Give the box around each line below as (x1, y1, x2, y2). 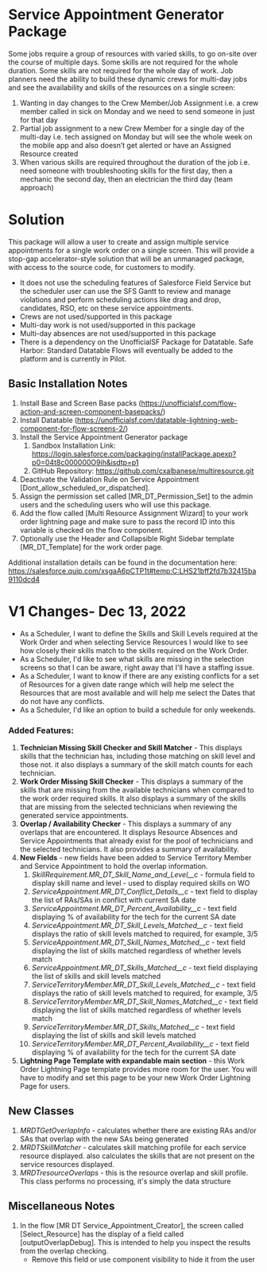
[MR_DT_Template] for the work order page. (19, 542, 164, 551)
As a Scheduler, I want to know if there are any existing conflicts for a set (19, 671, 259, 680)
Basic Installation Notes (8, 377, 129, 391)
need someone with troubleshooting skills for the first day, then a (19, 166, 233, 175)
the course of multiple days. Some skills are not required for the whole (8, 57, 238, 67)
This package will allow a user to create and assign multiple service (8, 237, 230, 246)
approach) (19, 182, 54, 192)
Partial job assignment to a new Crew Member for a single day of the (19, 123, 245, 133)
